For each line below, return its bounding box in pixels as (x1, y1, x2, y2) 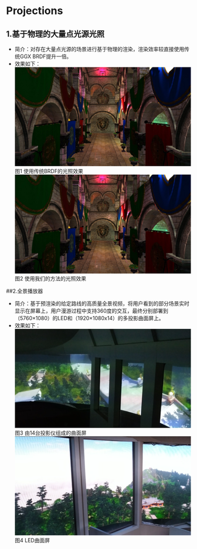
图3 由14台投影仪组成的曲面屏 (14, 429, 87, 436)
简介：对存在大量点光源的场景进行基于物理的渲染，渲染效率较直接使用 (14, 46, 185, 52)
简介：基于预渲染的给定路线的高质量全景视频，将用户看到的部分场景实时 (14, 300, 189, 307)
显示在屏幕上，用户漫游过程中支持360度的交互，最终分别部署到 (14, 307, 168, 314)
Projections (6, 4, 63, 18)
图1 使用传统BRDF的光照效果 (14, 168, 83, 175)
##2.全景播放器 (6, 287, 43, 294)
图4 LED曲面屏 (14, 537, 50, 544)
